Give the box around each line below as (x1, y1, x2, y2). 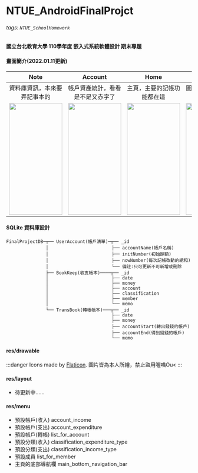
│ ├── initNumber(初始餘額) (45, 251, 172, 257)
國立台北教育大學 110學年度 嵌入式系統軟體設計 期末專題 (6, 43, 142, 50)
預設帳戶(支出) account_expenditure (14, 424, 103, 431)
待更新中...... (14, 389, 45, 396)
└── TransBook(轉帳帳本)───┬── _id (45, 307, 130, 313)
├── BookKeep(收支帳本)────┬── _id (45, 269, 130, 276)
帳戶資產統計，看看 (68, 84, 122, 92)
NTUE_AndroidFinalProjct (6, 4, 134, 18)
